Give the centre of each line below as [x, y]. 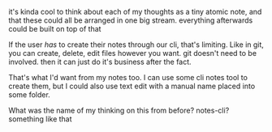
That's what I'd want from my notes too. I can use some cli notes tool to [128, 77]
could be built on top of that [55, 29]
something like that [40, 119]
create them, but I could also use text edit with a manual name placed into [132, 86]
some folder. [29, 95]
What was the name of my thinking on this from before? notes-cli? [119, 110]
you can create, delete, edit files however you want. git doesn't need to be [133, 53]
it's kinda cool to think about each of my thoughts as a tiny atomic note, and [135, 12]
